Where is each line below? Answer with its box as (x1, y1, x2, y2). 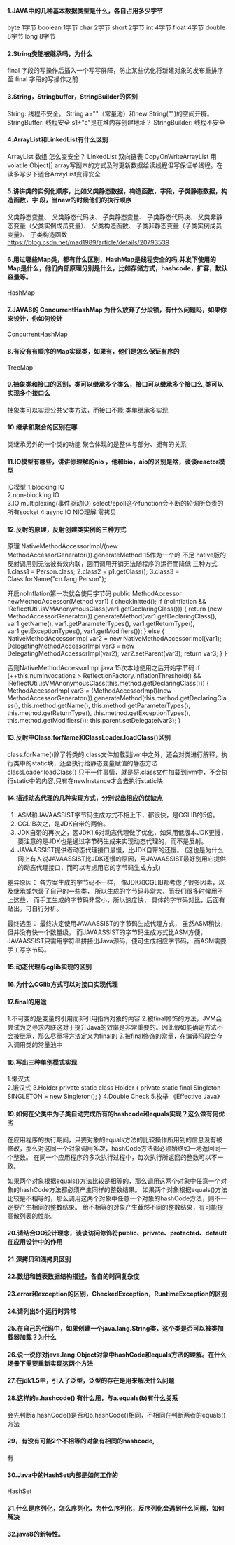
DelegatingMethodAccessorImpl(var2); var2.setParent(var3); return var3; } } (7, 649, 227, 658)
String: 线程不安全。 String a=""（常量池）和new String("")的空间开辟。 (7, 109, 213, 118)
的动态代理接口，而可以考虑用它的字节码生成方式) (17, 863, 161, 871)
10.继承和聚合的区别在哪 (7, 423, 78, 431)
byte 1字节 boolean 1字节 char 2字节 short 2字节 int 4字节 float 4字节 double (7, 23, 226, 32)
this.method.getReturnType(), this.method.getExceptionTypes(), (7, 709, 191, 717)
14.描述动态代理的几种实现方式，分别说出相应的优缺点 (7, 794, 163, 802)
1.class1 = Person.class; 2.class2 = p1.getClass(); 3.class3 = (7, 567, 180, 576)
